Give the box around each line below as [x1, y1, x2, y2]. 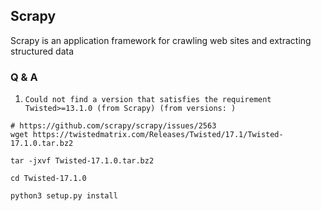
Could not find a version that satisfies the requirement [24, 95, 272, 105]
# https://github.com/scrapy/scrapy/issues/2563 [10, 121, 217, 131]
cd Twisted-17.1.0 [10, 174, 87, 184]
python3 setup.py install [10, 191, 118, 201]
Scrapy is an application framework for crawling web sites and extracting [10, 34, 312, 46]
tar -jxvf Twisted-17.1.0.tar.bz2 [10, 156, 155, 166]
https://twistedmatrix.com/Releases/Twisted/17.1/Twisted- [32, 130, 284, 140]
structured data [10, 45, 75, 57]
